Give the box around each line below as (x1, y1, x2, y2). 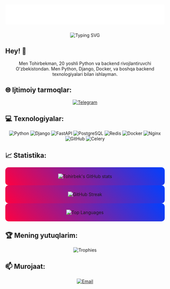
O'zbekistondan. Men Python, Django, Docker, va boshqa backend (16, 65, 154, 72)
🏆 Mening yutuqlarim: (5, 231, 78, 239)
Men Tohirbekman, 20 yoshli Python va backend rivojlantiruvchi (18, 60, 152, 66)
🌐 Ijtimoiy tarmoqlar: (5, 86, 72, 95)
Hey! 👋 (5, 47, 27, 56)
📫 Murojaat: (5, 262, 46, 271)
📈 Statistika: (5, 151, 47, 159)
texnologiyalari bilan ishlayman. (52, 71, 118, 77)
